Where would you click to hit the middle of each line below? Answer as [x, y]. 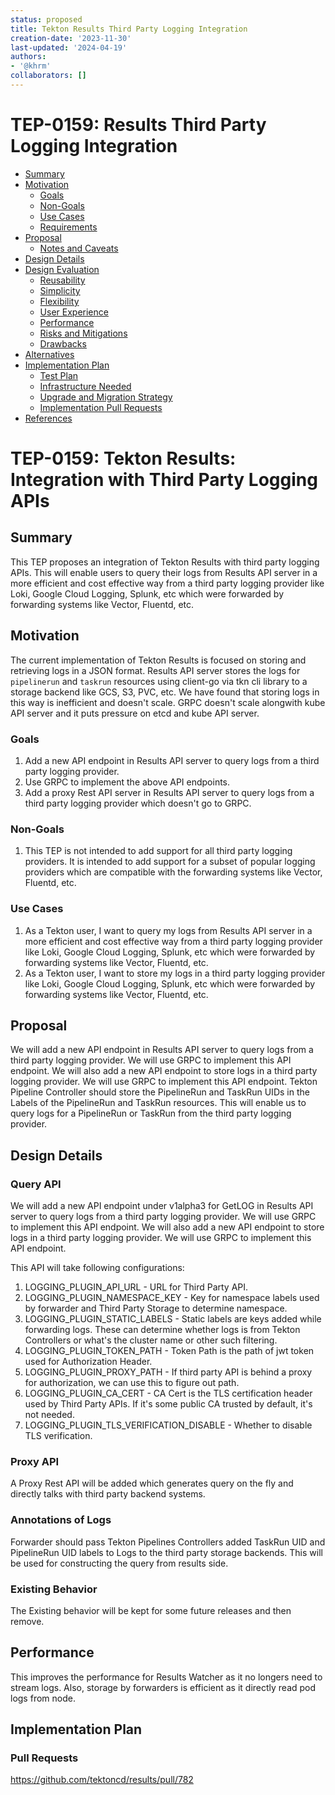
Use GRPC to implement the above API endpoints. [127, 782]
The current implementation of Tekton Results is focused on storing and [158, 660]
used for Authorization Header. [88, 1362]
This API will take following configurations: [97, 1268]
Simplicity [60, 290]
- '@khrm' [31, 66]
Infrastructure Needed [85, 386]
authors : [28, 57]
